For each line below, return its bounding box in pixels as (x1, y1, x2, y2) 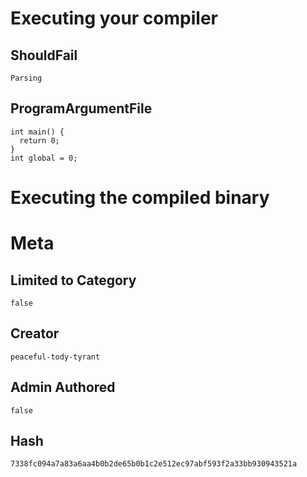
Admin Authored (10, 379, 116, 396)
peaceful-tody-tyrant (10, 352, 101, 362)
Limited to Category (10, 272, 137, 289)
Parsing (10, 73, 43, 83)
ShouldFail (10, 47, 78, 64)
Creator (10, 325, 60, 342)
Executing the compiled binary (10, 187, 270, 209)
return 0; (19, 135, 60, 146)
